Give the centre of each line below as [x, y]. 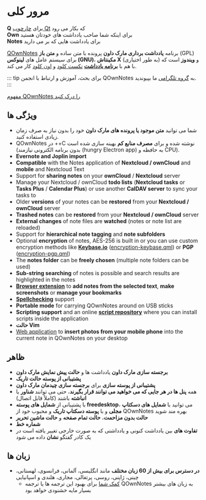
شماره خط [28, 424]
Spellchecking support [45, 299]
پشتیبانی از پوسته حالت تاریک [48, 378]
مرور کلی [28, 11]
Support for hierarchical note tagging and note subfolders [90, 234]
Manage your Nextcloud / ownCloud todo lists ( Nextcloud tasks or [100, 182]
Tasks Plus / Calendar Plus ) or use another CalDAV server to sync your [107, 188]
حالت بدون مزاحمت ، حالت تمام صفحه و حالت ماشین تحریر [82, 417]
